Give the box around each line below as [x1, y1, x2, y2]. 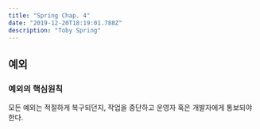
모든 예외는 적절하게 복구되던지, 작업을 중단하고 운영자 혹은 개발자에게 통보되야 [8, 103, 253, 112]
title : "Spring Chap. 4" [8, 11, 91, 20]
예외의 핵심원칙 [8, 83, 64, 94]
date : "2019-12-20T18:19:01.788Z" [8, 19, 123, 27]
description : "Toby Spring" [8, 26, 102, 34]
